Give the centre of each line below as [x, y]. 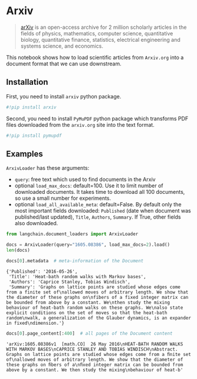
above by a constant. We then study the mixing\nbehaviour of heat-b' [95, 370]
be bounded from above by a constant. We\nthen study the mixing [88, 302]
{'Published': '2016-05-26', [42, 271]
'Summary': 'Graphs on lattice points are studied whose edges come [95, 287]
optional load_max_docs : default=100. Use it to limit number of [89, 186]
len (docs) [18, 251]
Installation [27, 82]
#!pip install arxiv [32, 107]
